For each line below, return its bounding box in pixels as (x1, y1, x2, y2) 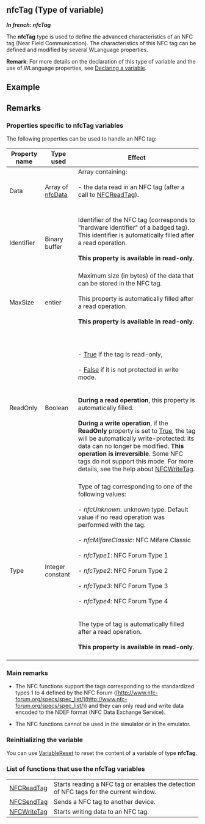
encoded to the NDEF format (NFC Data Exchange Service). (15, 708, 166, 716)
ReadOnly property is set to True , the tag (77, 426, 196, 435)
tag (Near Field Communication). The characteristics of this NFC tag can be (6, 39, 196, 46)
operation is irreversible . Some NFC (77, 449, 184, 458)
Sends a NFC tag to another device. (53, 797, 156, 806)
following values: (77, 490, 126, 498)
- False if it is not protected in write (77, 365, 179, 373)
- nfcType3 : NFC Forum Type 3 (77, 581, 168, 590)
